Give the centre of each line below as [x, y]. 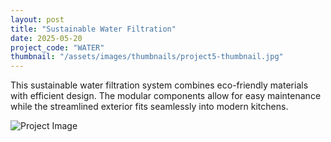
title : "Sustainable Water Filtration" [93, 29]
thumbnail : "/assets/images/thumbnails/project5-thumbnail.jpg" [147, 57]
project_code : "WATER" [57, 47]
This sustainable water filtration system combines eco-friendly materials [159, 85]
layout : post [37, 19]
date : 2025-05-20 [46, 38]
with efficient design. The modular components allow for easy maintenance [166, 96]
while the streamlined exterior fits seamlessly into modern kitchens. [149, 107]
